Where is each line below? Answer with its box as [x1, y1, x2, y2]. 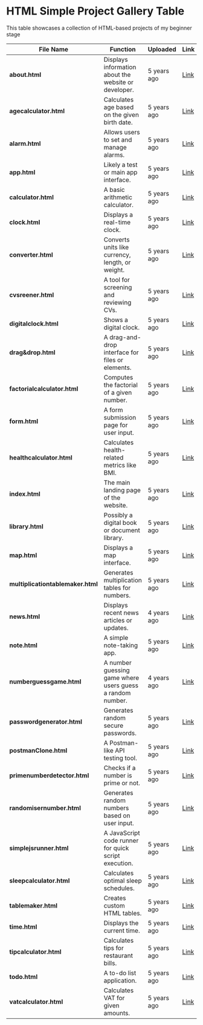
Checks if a [103, 763, 136, 772]
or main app [103, 168, 138, 176]
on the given [103, 110, 139, 119]
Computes [103, 373, 134, 381]
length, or [103, 258, 131, 266]
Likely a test [103, 160, 138, 169]
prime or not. [103, 779, 140, 787]
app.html [9, 168, 36, 176]
